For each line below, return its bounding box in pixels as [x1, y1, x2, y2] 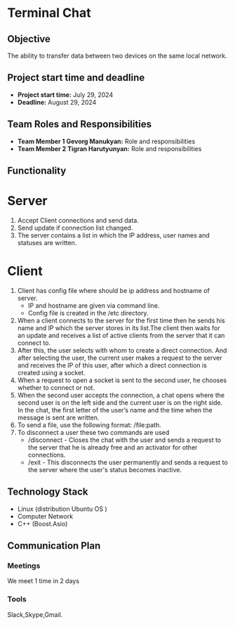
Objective [7, 33, 51, 45]
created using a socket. [17, 368, 86, 377]
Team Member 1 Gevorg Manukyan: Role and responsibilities [17, 137, 196, 145]
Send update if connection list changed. [17, 223, 133, 232]
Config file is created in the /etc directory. [27, 308, 149, 317]
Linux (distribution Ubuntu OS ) [17, 504, 107, 513]
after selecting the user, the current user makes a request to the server [17, 353, 222, 362]
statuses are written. [17, 238, 77, 247]
